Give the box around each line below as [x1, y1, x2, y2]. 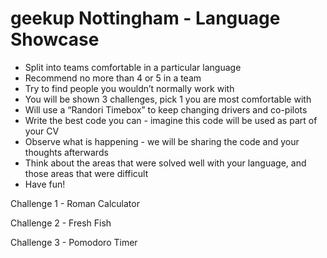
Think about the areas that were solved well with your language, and [24, 157, 307, 169]
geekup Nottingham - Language [10, 7, 281, 30]
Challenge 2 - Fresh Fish [10, 217, 112, 229]
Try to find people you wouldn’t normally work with [24, 82, 235, 94]
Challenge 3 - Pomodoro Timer [10, 236, 138, 248]
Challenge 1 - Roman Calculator [10, 197, 140, 209]
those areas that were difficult [24, 167, 149, 179]
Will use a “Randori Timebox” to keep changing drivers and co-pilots [24, 103, 308, 116]
